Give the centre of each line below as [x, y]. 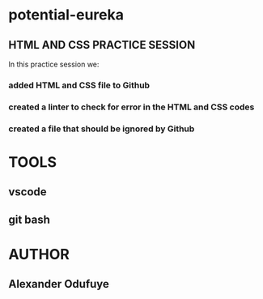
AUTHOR [39, 254]
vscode [28, 192]
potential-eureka [66, 15]
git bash [30, 219]
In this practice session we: [54, 64]
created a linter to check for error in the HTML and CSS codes [131, 107]
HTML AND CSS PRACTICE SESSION [102, 45]
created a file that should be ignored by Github [102, 129]
